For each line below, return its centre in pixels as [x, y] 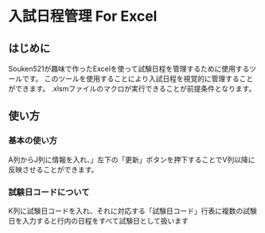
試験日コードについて [49, 192]
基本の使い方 [33, 141]
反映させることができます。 [53, 169]
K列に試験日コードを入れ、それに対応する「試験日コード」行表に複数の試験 [132, 211]
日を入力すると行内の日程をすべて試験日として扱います [99, 220]
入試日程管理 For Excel [83, 16]
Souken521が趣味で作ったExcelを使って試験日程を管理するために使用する [129, 69]
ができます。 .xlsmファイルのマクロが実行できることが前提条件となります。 [132, 89]
